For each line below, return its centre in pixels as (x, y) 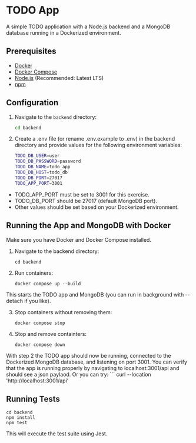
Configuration (32, 103)
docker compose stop (40, 323)
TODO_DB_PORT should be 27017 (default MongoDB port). (86, 201)
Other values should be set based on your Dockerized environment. (97, 207)
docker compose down (40, 345)
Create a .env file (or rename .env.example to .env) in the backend (95, 139)
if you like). (38, 301)
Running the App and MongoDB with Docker (89, 226)
